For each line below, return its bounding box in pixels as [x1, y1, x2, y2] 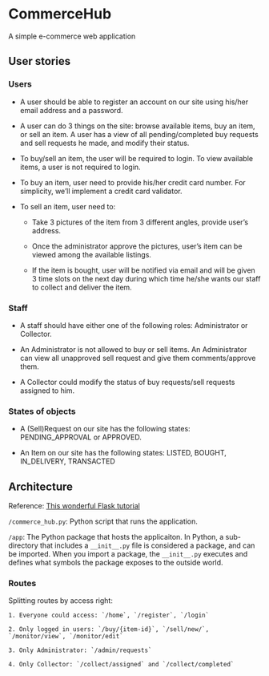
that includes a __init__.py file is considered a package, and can [39, 540, 255, 550]
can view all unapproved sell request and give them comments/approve [19, 353, 256, 362]
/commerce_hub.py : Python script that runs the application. [8, 516, 199, 526]
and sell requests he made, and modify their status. [19, 138, 190, 148]
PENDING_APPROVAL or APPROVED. [19, 432, 142, 442]
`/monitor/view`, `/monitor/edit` [8, 633, 124, 641]
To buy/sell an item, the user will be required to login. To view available [19, 153, 254, 163]
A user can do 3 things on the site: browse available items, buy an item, [19, 121, 255, 131]
